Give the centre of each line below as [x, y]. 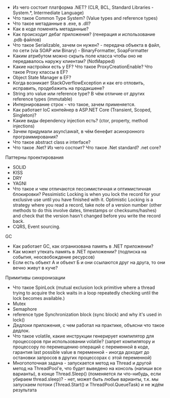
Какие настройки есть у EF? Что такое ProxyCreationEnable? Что [83, 67]
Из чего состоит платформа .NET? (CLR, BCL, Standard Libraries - [83, 7]
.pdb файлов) [27, 40]
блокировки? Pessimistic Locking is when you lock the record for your [87, 194]
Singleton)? [24, 115]
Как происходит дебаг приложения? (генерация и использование [84, 34]
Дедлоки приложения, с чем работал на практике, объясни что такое [89, 325]
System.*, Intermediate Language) [48, 13]
